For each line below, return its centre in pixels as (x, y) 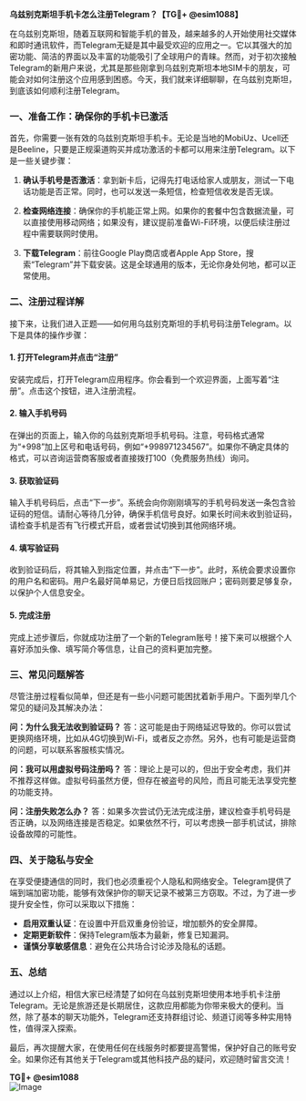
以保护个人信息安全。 (49, 592)
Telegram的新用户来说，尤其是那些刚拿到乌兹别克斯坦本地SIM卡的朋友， (146, 68)
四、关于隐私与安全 (51, 859)
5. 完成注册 (30, 615)
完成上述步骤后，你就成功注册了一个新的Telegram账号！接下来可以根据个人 (151, 637)
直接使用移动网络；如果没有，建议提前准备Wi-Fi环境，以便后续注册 (157, 222)
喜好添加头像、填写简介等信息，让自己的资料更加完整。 (113, 648)
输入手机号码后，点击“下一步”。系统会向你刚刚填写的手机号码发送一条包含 (149, 503)
